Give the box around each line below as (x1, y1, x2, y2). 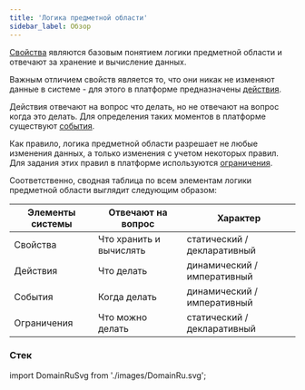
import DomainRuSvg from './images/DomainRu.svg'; (9, 369, 207, 381)
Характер (217, 211, 261, 224)
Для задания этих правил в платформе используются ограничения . (9, 157, 273, 168)
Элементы (26, 206, 76, 219)
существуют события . (9, 120, 95, 132)
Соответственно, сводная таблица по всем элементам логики (9, 174, 252, 186)
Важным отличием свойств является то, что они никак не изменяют (9, 73, 275, 84)
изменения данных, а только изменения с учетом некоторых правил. (9, 147, 280, 159)
